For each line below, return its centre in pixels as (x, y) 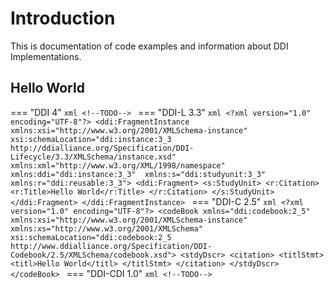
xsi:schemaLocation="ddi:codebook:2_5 (91, 237)
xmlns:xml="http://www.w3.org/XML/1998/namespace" (118, 165)
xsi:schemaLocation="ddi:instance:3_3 (91, 139)
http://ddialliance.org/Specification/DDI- (102, 148)
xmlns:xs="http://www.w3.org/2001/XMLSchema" (106, 228)
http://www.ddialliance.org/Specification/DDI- (111, 246)
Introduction (63, 18)
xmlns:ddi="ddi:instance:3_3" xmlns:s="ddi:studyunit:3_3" (138, 174)
